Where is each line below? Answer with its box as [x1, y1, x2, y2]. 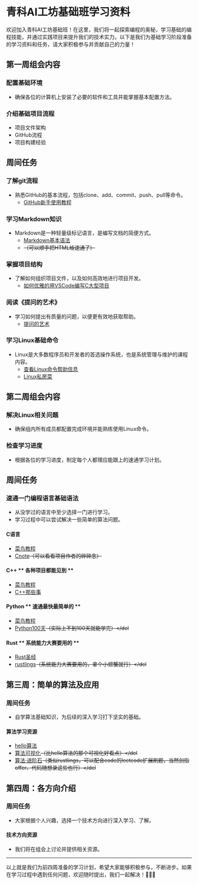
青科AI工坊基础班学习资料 [6, 5, 131, 19]
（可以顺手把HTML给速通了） [23, 244, 95, 251]
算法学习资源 [6, 728, 37, 735]
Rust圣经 [14, 654, 37, 661]
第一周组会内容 [6, 60, 61, 70]
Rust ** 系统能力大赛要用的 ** [6, 639, 80, 646]
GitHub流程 [14, 131, 42, 138]
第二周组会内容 [6, 392, 61, 402]
